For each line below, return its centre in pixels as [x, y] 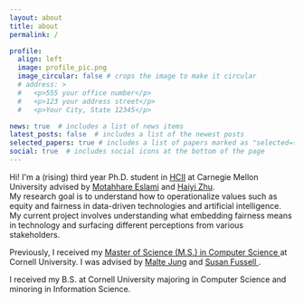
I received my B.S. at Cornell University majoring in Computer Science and [148, 279]
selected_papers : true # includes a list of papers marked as [129, 143]
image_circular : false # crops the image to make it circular [137, 76]
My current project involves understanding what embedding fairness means [151, 215]
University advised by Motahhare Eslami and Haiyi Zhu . [112, 186]
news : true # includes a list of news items [96, 126]
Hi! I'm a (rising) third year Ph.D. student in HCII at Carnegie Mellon [134, 176]
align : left [40, 60]
